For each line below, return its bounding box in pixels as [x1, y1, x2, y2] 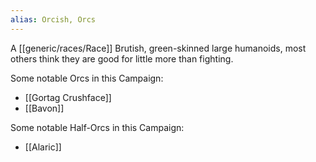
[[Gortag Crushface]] [24, 91, 112, 103]
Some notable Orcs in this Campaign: [10, 72, 164, 84]
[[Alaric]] [24, 141, 62, 153]
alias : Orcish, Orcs [10, 14, 97, 25]
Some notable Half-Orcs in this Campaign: [10, 121, 185, 133]
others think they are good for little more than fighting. [10, 52, 234, 65]
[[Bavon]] [24, 102, 65, 114]
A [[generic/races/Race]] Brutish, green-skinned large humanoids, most [10, 42, 307, 54]
